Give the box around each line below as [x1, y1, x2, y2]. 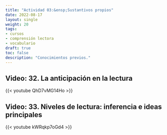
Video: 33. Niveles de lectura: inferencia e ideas [5, 102, 162, 111]
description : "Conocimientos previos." [5, 55, 91, 60]
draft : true [5, 46, 31, 51]
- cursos [5, 31, 24, 36]
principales [5, 110, 43, 119]
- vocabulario [5, 41, 36, 46]
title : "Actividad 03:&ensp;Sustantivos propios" [5, 7, 114, 13]
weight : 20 [5, 21, 29, 27]
